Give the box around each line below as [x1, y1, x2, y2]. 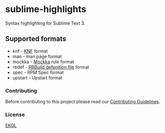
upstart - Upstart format [12, 74, 63, 81]
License [5, 111, 25, 118]
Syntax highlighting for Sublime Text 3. [5, 20, 86, 26]
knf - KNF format [12, 48, 48, 54]
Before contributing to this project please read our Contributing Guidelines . [5, 99, 160, 105]
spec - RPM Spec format [12, 69, 64, 75]
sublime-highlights [5, 4, 87, 15]
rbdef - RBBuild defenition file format [12, 64, 90, 70]
